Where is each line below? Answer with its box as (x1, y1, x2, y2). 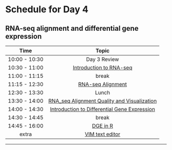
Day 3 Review (86, 56, 119, 62)
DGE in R (92, 122, 114, 129)
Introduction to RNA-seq (72, 64, 133, 71)
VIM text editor (84, 131, 120, 138)
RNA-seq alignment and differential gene (5, 24, 139, 33)
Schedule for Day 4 (5, 4, 89, 15)
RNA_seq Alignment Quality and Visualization (48, 97, 157, 104)
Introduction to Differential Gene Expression (50, 106, 155, 113)
